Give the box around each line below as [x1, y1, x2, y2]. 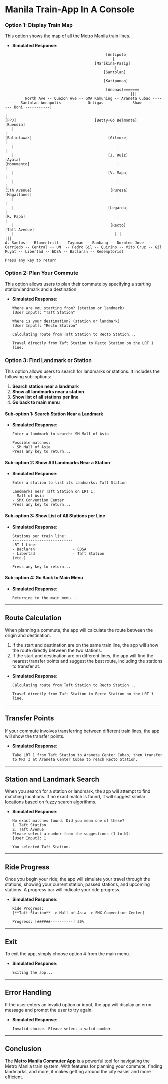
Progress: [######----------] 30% [12, 919, 84, 924]
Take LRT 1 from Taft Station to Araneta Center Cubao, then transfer [12, 752, 163, 757]
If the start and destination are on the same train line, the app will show [12, 642, 159, 648]
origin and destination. [5, 632, 51, 638]
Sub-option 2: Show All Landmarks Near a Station [5, 459, 110, 465]
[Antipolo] [105, 52, 128, 57]
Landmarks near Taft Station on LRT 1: [12, 489, 96, 494]
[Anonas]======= [105, 87, 140, 92]
